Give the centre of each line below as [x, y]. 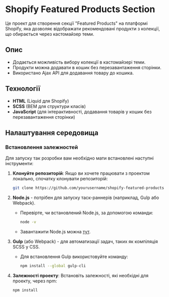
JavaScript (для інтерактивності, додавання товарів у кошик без [82, 112]
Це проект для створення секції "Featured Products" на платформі [76, 23]
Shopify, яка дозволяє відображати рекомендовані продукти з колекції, [83, 28]
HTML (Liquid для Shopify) [41, 101]
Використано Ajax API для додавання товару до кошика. [73, 73]
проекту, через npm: [35, 281]
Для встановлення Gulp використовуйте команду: [74, 257]
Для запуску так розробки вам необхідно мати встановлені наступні [79, 158]
